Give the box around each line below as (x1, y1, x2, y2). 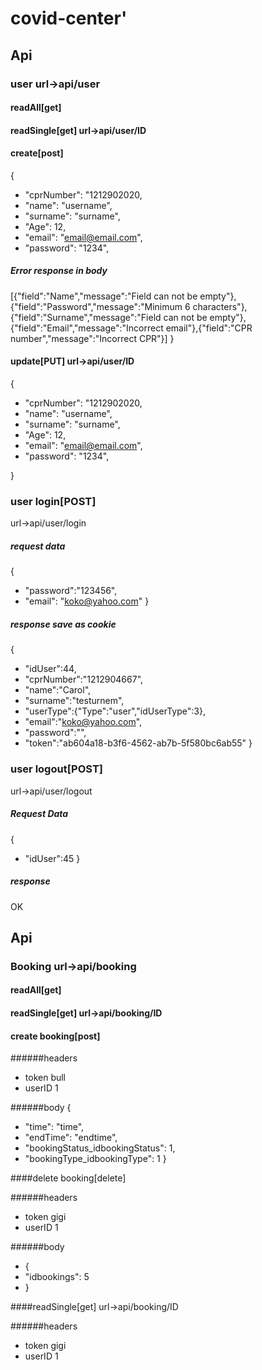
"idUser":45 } (24, 852, 81, 864)
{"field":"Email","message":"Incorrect (10, 322, 164, 334)
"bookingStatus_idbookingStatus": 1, (24, 1142, 176, 1154)
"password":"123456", (24, 585, 118, 597)
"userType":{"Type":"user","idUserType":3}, (24, 705, 206, 717)
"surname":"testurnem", (24, 695, 125, 707)
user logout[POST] (10, 762, 103, 776)
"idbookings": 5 (24, 1271, 90, 1283)
